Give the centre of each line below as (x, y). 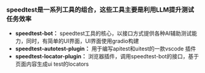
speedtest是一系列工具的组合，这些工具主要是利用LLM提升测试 (100, 9)
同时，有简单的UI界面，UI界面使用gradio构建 (83, 41)
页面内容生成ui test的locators (52, 64)
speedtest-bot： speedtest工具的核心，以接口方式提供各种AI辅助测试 (103, 33)
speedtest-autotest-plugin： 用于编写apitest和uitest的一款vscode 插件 (106, 49)
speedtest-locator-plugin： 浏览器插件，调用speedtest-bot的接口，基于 (107, 56)
